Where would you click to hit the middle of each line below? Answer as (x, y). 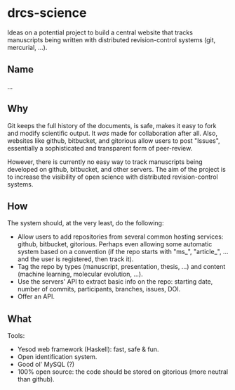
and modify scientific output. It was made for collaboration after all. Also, (112, 133)
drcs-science (47, 13)
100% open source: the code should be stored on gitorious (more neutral (123, 372)
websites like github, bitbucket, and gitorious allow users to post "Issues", (114, 140)
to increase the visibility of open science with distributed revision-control (113, 177)
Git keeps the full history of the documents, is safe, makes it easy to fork (112, 125)
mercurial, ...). (27, 47)
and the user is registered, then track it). (75, 259)
